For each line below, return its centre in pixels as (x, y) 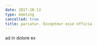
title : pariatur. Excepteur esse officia (49, 24)
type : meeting (20, 14)
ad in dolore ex (20, 38)
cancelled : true (22, 19)
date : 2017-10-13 (23, 10)
